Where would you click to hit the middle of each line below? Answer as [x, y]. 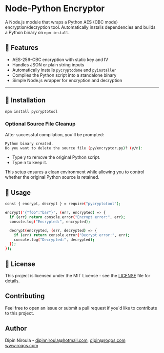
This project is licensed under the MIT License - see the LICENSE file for [78, 275]
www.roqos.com [21, 345]
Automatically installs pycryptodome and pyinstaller [64, 70]
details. [12, 281]
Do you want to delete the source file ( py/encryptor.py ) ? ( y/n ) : [74, 148]
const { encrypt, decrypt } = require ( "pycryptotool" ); [63, 204]
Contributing [25, 296]
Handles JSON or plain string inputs [48, 64]
